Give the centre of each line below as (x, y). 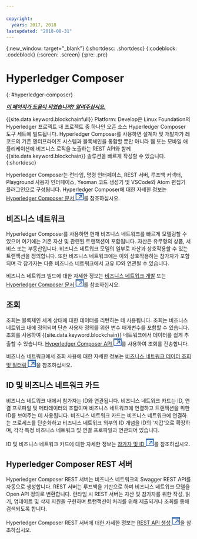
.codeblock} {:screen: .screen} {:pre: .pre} (57, 55)
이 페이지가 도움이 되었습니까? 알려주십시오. (56, 107)
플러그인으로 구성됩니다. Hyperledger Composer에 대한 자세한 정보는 (86, 190)
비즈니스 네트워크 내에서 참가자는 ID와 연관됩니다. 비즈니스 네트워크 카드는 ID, (95, 400)
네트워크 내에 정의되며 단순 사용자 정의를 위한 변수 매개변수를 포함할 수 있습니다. (98, 327)
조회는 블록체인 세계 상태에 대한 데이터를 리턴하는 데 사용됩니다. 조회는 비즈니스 (97, 320)
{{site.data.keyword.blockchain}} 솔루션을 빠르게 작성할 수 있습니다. (86, 156)
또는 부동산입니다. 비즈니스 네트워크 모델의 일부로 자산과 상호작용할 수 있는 (102, 249)
